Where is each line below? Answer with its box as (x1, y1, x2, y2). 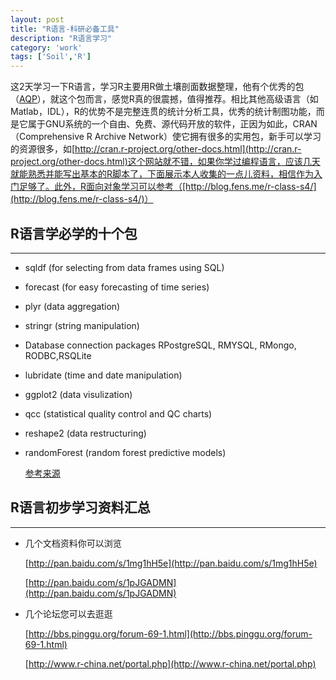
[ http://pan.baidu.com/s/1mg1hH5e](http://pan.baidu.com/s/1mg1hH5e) (24, 557, 318, 569)
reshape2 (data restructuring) (24, 427, 147, 439)
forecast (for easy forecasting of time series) (24, 281, 210, 293)
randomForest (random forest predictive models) (24, 446, 227, 458)
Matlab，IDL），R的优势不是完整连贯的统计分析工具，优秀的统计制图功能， (10, 106, 317, 118)
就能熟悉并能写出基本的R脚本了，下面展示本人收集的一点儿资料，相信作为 (10, 168, 315, 180)
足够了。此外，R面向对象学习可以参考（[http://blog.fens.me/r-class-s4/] (18, 181, 317, 193)
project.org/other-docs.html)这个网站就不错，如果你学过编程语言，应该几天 (10, 156, 321, 168)
